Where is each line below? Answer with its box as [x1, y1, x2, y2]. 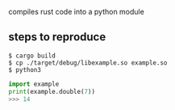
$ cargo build [8, 52, 56, 60]
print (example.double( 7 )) [8, 87, 95, 95]
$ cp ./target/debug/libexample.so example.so [8, 58, 168, 67]
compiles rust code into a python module [8, 7, 145, 16]
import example [8, 80, 60, 88]
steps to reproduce [8, 30, 106, 44]
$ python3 [8, 66, 42, 74]
